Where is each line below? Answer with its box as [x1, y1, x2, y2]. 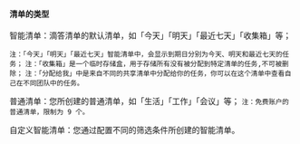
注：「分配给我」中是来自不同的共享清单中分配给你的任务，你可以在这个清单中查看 [24, 69, 285, 79]
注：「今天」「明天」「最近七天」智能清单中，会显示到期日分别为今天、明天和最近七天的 [9, 50, 283, 59]
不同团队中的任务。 [22, 79, 84, 88]
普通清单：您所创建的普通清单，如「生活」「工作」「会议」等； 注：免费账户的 [9, 96, 290, 107]
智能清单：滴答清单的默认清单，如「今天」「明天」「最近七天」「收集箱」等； [9, 30, 292, 41]
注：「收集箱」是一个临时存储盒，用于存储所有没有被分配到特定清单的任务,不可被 [24, 60, 283, 69]
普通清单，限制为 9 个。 [9, 108, 90, 117]
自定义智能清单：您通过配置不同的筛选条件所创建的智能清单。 [9, 125, 240, 136]
